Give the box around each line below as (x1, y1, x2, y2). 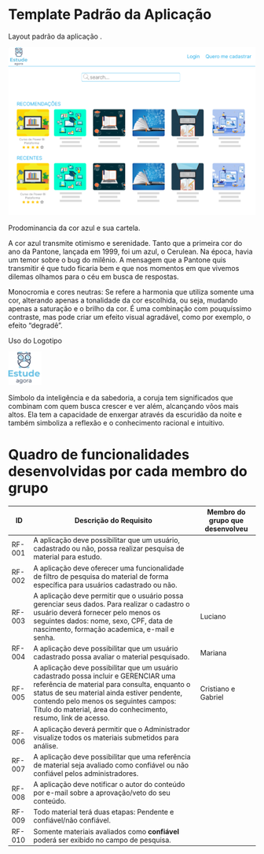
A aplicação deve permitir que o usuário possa (33, 591, 184, 600)
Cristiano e (200, 684, 236, 693)
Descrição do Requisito (74, 516, 153, 525)
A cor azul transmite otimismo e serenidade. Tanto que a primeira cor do (8, 238, 243, 247)
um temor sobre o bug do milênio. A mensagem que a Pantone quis (8, 254, 226, 265)
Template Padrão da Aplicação (8, 6, 212, 24)
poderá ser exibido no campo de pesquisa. (33, 835, 171, 845)
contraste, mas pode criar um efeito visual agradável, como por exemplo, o (8, 312, 251, 321)
